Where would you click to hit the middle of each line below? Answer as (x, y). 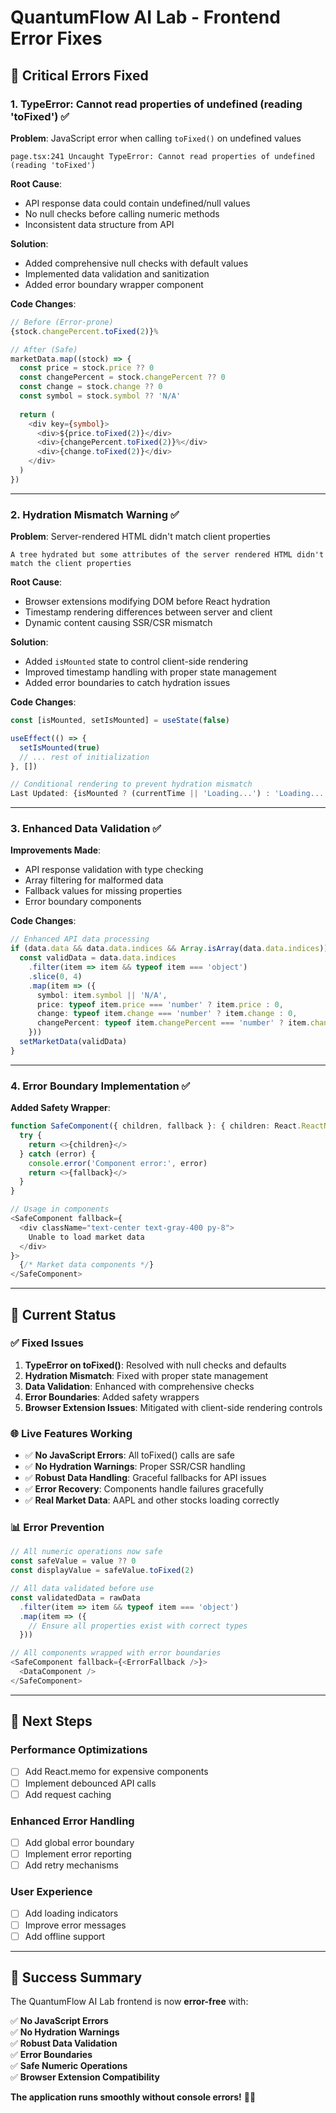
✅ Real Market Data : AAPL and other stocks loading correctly (152, 1500)
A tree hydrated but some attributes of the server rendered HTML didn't (167, 555)
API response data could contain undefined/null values (137, 203)
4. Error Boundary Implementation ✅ (100, 1086)
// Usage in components (60, 1209)
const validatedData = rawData (75, 1597)
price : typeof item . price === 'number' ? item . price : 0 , (160, 1004)
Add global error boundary (79, 1842)
